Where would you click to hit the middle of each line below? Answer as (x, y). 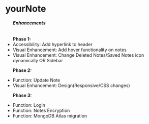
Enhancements (29, 23)
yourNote (26, 9)
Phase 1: (22, 39)
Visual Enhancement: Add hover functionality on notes (70, 50)
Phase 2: (22, 70)
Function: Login (29, 105)
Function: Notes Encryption (41, 110)
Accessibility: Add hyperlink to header (53, 44)
